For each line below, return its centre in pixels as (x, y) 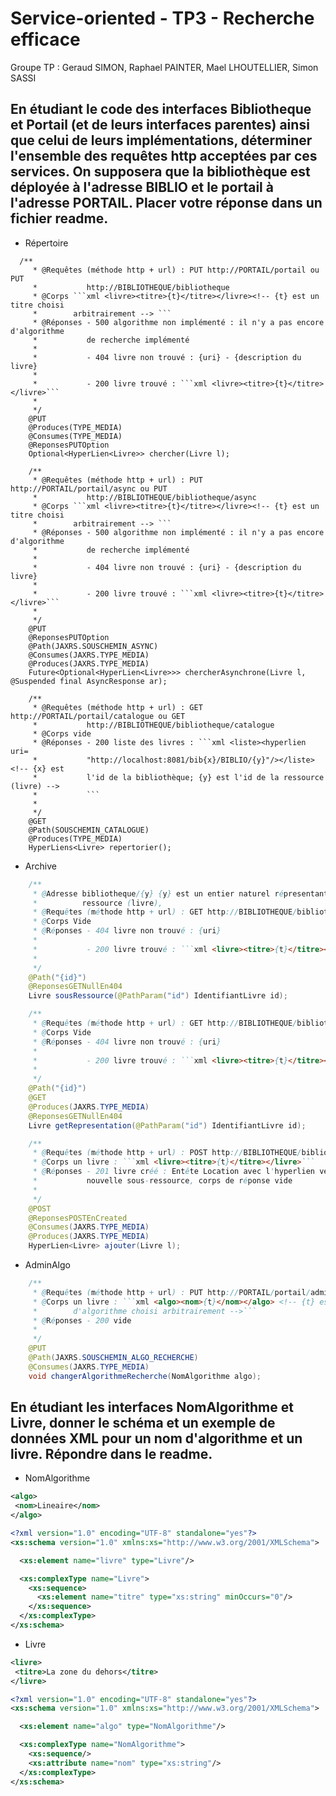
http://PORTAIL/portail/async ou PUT (89, 488)
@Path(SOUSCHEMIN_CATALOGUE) (89, 830)
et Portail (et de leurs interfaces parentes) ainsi (160, 125)
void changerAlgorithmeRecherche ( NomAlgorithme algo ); (145, 1376)
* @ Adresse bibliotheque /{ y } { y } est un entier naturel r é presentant (180, 893)
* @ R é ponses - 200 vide (82, 1320)
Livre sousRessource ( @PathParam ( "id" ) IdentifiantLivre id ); (158, 996)
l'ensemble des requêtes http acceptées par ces (164, 156)
